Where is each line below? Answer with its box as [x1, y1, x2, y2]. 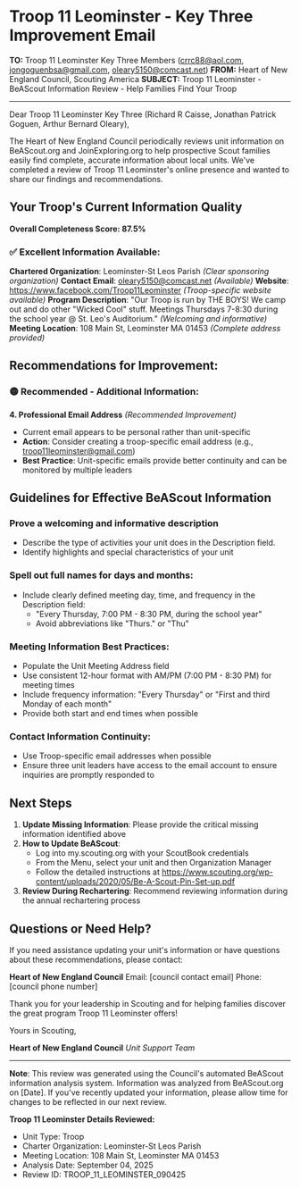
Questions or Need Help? [9, 921, 152, 936]
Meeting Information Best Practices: [9, 640, 170, 653]
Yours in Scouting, [9, 1025, 77, 1035]
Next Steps [9, 795, 72, 810]
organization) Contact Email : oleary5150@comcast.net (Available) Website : [9, 275, 289, 287]
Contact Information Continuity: [9, 730, 152, 742]
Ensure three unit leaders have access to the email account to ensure [21, 760, 278, 771]
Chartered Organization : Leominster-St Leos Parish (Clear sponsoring [9, 266, 270, 277]
